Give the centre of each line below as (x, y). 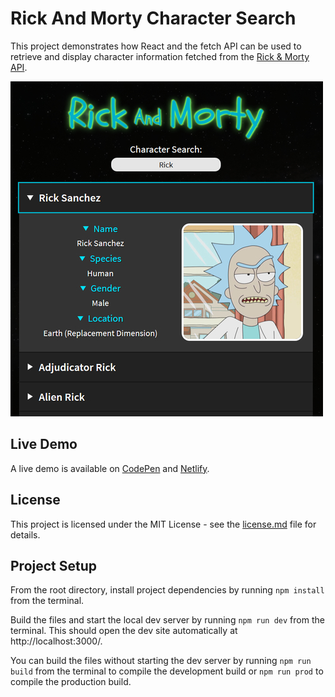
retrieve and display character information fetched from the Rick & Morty (160, 56)
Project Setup (54, 565)
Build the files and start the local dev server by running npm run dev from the (167, 620)
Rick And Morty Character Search (153, 18)
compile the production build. (71, 682)
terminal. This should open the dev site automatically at (124, 631)
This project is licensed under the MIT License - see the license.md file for (163, 524)
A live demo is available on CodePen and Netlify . (110, 468)
